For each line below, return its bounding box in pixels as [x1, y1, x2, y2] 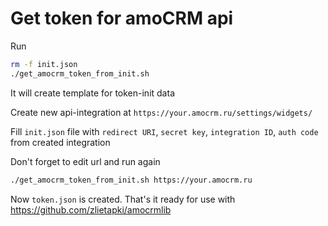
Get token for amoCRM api [10, 7, 234, 30]
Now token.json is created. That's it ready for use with [10, 193, 236, 205]
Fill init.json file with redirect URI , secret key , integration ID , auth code [10, 125, 319, 137]
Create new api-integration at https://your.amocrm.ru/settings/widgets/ [10, 106, 313, 118]
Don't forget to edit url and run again [10, 155, 161, 167]
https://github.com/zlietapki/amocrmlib [10, 203, 172, 216]
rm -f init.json [10, 59, 78, 69]
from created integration [10, 136, 111, 148]
